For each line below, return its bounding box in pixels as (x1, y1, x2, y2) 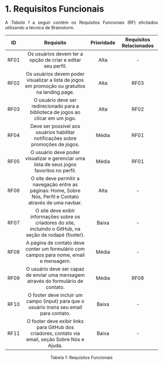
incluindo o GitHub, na (30, 225, 81, 232)
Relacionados (122, 42, 154, 49)
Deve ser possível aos (30, 122, 81, 129)
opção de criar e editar (29, 56, 81, 63)
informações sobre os (30, 213, 81, 220)
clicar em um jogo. (34, 115, 77, 122)
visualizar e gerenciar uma (25, 155, 86, 161)
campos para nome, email (26, 251, 85, 258)
